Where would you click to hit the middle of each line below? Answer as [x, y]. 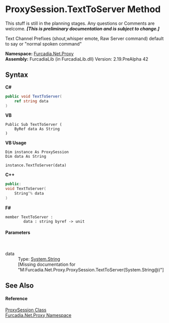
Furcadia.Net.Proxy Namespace [38, 315]
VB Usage [16, 143]
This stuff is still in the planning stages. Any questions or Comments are [80, 23]
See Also [19, 286]
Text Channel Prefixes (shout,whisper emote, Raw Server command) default [85, 38]
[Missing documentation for [47, 264]
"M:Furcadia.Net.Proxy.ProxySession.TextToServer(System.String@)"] [91, 270]
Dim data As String [26, 157]
